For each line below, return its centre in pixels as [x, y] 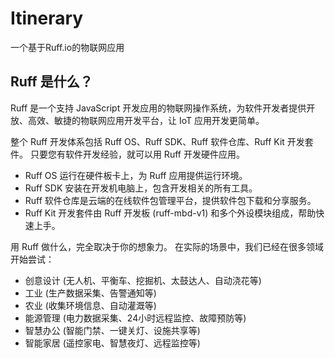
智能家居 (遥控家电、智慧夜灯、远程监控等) [112, 343]
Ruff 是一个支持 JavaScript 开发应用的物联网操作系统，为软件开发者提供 [158, 108]
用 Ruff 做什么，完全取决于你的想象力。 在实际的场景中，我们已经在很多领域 [167, 246]
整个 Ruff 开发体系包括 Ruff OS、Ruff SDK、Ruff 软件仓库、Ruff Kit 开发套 [162, 141]
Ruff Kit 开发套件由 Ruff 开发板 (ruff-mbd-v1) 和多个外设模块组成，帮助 [170, 213]
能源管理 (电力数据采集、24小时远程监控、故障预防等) [135, 318]
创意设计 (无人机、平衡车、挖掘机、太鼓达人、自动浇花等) [143, 280]
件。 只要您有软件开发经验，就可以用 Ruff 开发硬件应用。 [127, 154]
